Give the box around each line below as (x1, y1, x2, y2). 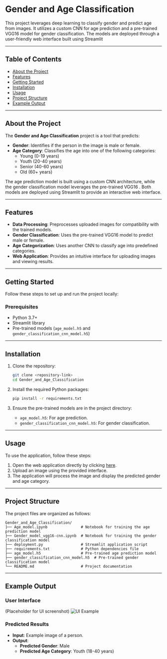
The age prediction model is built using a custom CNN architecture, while (5, 178, 155, 184)
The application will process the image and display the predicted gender (12, 473, 161, 479)
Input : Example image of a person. (12, 632, 83, 638)
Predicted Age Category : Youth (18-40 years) (19, 648, 114, 654)
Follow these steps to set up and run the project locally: (5, 291, 119, 297)
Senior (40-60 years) (19, 163, 64, 169)
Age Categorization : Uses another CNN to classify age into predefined (12, 243, 158, 249)
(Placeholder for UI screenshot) (5, 608, 70, 615)
